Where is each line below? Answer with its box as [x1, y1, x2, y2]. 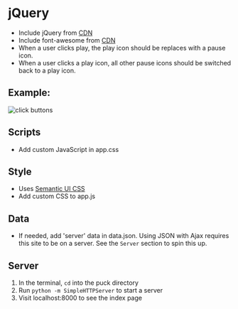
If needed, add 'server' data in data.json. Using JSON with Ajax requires [18, 232, 229, 240]
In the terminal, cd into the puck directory [18, 278, 139, 287]
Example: [8, 87, 50, 99]
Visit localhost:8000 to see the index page [18, 293, 143, 302]
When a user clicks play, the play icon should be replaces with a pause [18, 43, 226, 52]
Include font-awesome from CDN [18, 36, 116, 44]
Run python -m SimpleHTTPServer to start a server [18, 286, 163, 294]
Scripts [8, 126, 41, 139]
